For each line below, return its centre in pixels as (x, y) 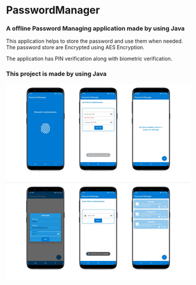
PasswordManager (53, 10)
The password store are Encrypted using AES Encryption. (75, 47)
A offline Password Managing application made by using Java (96, 29)
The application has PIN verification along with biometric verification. (89, 59)
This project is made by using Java (56, 74)
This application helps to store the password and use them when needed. (94, 41)
